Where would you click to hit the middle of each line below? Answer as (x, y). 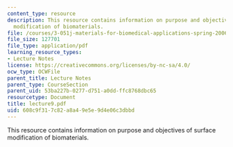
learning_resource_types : (44, 53)
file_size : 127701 (34, 40)
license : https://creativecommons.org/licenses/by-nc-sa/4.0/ (99, 65)
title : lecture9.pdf (37, 104)
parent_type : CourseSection (48, 85)
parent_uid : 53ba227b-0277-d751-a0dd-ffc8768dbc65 (82, 91)
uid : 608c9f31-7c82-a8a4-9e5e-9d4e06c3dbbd (71, 110)
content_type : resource (42, 14)
